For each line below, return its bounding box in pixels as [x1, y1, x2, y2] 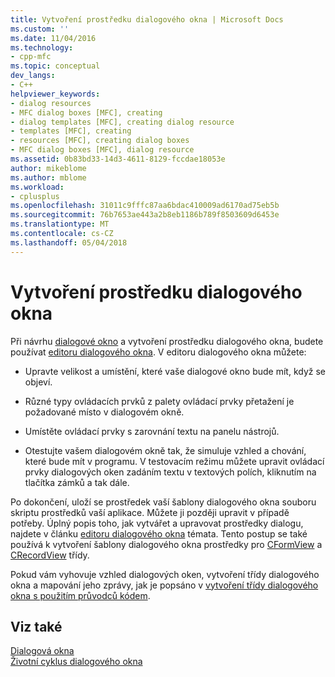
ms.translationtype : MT [10, 219, 110, 230]
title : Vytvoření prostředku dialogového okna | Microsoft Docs [10, 14, 284, 25]
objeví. [24, 376, 53, 388]
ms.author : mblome [10, 172, 87, 183]
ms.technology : [10, 42, 74, 53]
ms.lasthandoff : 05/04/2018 [10, 237, 128, 248]
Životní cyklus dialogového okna [10, 656, 143, 668]
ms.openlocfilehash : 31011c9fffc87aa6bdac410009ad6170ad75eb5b [10, 201, 280, 211]
